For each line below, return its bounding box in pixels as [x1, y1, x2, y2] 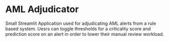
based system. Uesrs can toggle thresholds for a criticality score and [5, 25, 151, 31]
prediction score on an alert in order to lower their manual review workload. [5, 31, 164, 37]
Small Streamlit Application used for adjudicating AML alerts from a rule [5, 20, 156, 26]
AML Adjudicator [5, 4, 79, 15]
